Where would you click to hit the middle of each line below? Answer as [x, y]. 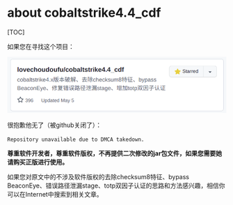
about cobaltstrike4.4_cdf [84, 13]
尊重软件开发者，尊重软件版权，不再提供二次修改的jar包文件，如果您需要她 [115, 153]
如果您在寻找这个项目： [41, 46]
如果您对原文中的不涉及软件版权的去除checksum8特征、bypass [98, 177]
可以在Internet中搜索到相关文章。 [55, 195]
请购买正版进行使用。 [38, 162]
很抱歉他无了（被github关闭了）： [55, 125]
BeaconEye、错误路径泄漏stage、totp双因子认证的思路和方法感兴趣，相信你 [116, 185]
